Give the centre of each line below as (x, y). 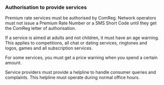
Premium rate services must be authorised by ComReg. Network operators (81, 18)
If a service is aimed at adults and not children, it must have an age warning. (82, 38)
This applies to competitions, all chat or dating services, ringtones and (76, 43)
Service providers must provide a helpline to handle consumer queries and (81, 72)
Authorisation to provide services (46, 7)
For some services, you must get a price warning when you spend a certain (82, 58)
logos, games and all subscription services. (49, 48)
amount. (14, 63)
